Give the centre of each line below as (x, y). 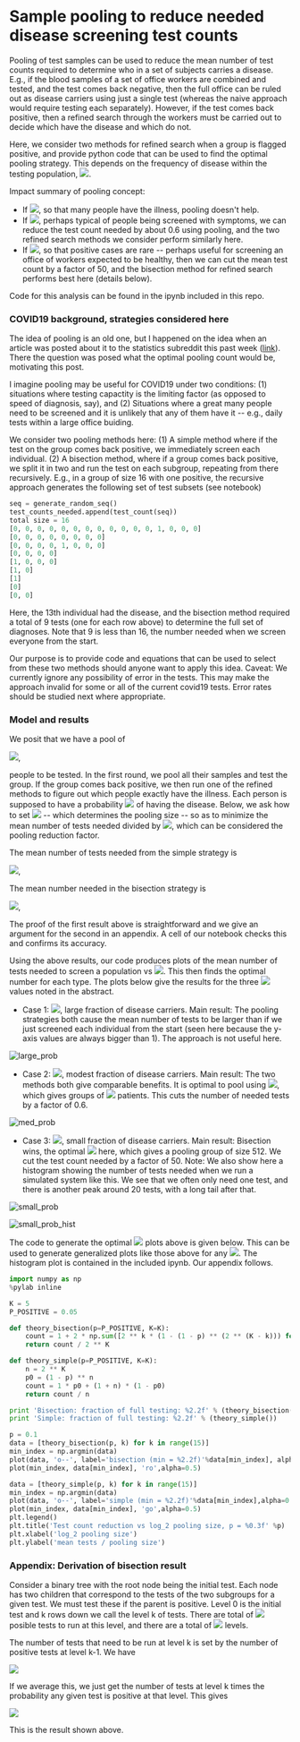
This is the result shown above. (67, 1729)
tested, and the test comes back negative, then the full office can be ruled (145, 89)
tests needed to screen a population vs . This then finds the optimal (137, 971)
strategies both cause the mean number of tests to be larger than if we (152, 1020)
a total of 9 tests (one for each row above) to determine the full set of (137, 622)
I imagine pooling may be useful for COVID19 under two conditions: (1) (138, 384)
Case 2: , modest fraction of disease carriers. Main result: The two (149, 1074)
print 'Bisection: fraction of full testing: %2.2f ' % (113, 1410)
